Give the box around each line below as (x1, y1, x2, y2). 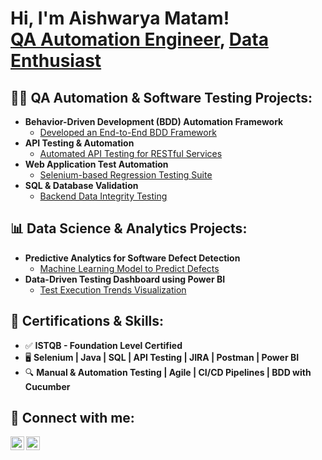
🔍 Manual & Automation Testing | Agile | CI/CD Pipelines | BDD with (24, 366, 312, 378)
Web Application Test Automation (24, 158, 169, 170)
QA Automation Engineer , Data (10, 28, 269, 51)
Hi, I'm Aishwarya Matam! (10, 7, 230, 30)
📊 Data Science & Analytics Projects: (10, 220, 248, 237)
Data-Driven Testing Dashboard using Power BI (24, 273, 226, 285)
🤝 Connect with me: (10, 410, 135, 427)
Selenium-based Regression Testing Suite (39, 169, 213, 181)
